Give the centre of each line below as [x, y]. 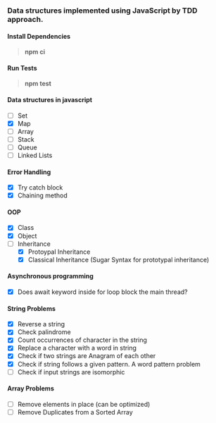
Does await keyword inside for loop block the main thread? [102, 292]
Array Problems [31, 388]
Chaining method [43, 195]
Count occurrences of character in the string [82, 340]
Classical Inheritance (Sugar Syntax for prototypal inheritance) [119, 259]
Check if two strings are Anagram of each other [87, 356]
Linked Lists [35, 155]
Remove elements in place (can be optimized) [84, 404]
